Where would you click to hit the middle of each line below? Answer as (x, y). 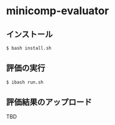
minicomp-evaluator (57, 11)
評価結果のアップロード (49, 102)
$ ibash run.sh (25, 82)
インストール (30, 34)
